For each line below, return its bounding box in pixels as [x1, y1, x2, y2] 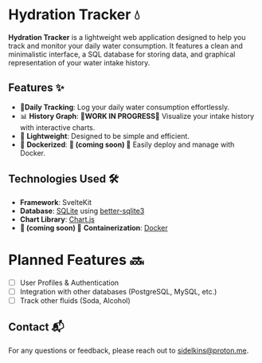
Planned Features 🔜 [8, 251, 145, 269]
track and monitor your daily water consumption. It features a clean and [8, 41, 243, 50]
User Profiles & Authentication [19, 278, 119, 287]
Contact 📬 [8, 321, 65, 334]
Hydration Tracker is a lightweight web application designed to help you [8, 32, 246, 41]
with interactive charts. [19, 122, 96, 132]
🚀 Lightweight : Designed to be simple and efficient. [19, 131, 190, 140]
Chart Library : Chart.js [19, 214, 96, 224]
